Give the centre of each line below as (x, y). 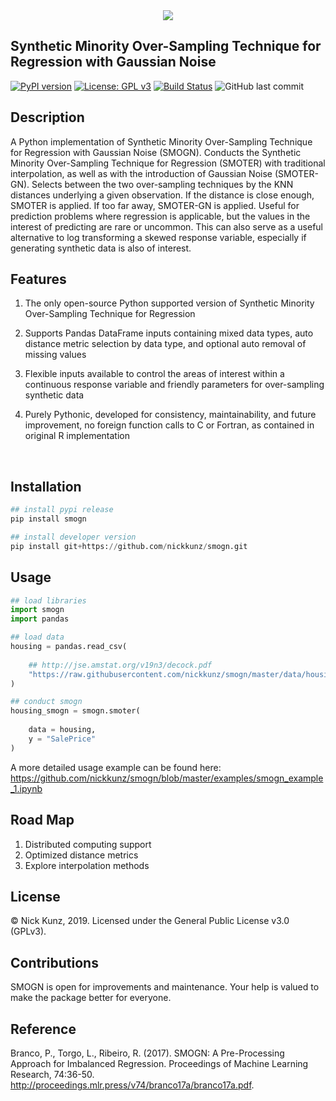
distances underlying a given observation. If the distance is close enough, (162, 195)
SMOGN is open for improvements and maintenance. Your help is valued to (165, 987)
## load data (37, 637)
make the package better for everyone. (91, 998)
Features (38, 279)
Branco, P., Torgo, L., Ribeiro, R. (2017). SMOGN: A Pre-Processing (147, 1053)
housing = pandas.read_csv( (69, 647)
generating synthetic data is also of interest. (101, 248)
